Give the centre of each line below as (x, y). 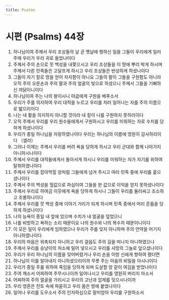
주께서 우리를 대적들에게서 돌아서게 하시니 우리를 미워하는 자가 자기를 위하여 (88, 159)
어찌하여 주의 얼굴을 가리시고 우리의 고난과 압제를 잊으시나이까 (74, 280)
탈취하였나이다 (27, 166)
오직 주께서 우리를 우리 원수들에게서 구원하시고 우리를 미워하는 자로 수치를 (86, 121)
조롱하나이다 (31, 197)
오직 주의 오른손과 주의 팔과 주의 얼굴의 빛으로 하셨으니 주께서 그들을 (80, 83)
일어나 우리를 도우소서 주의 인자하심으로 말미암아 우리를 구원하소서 (78, 292)
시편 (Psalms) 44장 (45, 36)
